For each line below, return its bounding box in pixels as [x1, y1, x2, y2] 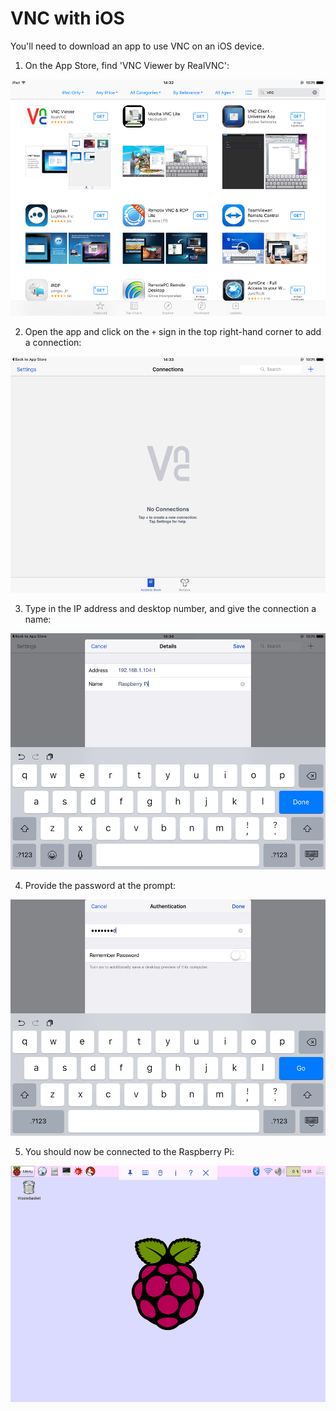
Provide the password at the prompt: [24, 879, 177, 891]
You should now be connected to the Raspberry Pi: [24, 1145, 235, 1157]
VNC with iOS [10, 7, 125, 30]
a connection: [24, 336, 82, 348]
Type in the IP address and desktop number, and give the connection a [24, 602, 317, 614]
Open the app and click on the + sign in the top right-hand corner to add [24, 325, 322, 337]
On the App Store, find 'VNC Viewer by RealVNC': [24, 59, 230, 71]
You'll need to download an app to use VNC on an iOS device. [10, 40, 265, 52]
